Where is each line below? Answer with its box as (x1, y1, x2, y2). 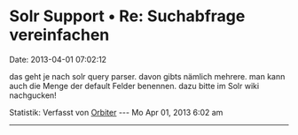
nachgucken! (9, 90, 58, 101)
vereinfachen (9, 25, 110, 45)
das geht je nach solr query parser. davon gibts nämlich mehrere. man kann (9, 71, 286, 81)
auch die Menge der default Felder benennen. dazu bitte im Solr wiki (9, 80, 260, 91)
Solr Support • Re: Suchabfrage (9, 6, 246, 26)
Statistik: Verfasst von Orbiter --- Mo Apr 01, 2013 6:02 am (9, 107, 223, 117)
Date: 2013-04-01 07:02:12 (9, 54, 107, 64)
